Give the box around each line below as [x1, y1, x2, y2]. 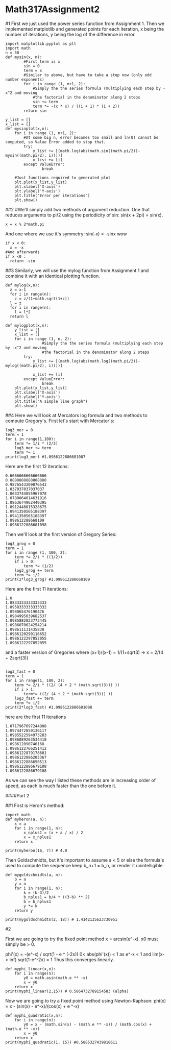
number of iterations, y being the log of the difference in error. [5, 31, 136, 37]
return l [10, 314, 29, 319]
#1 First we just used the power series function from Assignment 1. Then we [5, 20, 165, 27]
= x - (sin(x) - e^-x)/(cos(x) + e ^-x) [5, 1003, 80, 1009]
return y [14, 908, 33, 913]
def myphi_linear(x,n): [5, 966, 56, 971]
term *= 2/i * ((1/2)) [14, 554, 63, 559]
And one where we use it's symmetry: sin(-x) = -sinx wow [5, 231, 127, 237]
